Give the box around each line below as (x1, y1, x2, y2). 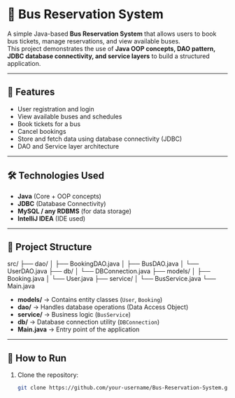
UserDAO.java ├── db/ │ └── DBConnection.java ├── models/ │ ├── (7, 267, 211, 275)
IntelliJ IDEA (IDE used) (17, 214, 86, 223)
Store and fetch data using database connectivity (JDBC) (17, 135, 183, 143)
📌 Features (7, 86, 55, 98)
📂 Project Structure (7, 241, 92, 253)
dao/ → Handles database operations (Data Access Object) (17, 303, 189, 311)
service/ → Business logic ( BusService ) (17, 310, 131, 319)
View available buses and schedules (17, 112, 122, 121)
